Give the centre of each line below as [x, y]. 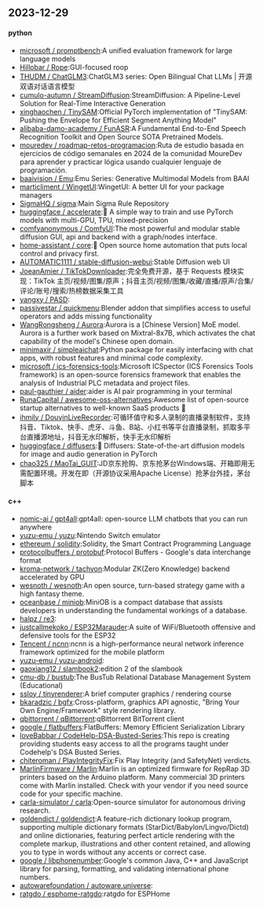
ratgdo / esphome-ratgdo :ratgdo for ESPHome [95, 893]
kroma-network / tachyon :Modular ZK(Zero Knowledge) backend [124, 569]
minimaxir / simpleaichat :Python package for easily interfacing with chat [136, 349]
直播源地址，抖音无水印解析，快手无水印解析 [99, 437]
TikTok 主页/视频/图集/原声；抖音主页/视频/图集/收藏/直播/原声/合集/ [143, 281]
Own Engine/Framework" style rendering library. [98, 710]
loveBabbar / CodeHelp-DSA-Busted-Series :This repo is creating [124, 735]
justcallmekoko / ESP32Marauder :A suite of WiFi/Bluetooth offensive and [137, 627]
